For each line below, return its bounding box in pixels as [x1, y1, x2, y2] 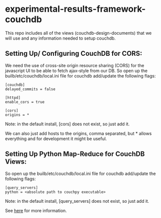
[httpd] [5, 95, 21, 100]
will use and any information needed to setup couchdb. [5, 35, 116, 41]
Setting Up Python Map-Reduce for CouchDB [5, 150, 145, 158]
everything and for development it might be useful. [5, 136, 107, 142]
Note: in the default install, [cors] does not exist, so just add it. [5, 121, 130, 127]
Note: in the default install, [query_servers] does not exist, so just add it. [5, 198, 150, 204]
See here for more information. [5, 207, 67, 214]
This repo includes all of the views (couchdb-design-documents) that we [5, 30, 152, 36]
